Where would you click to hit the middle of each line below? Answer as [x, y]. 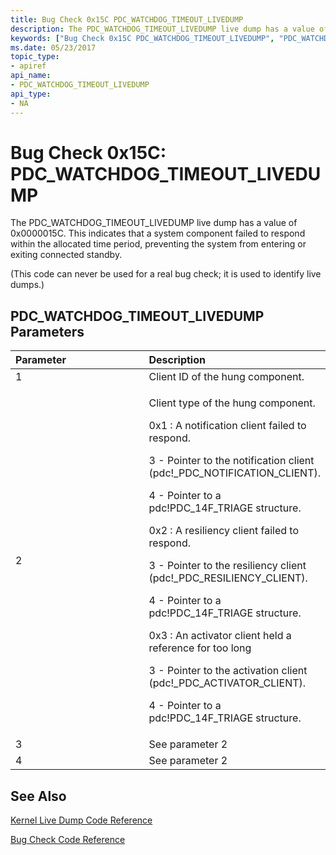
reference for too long [200, 648]
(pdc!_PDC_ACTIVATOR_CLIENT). [227, 683]
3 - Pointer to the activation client [228, 671]
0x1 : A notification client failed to [227, 426]
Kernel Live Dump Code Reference [81, 820]
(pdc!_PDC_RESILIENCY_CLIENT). [228, 578]
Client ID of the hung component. [226, 377]
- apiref [28, 66]
